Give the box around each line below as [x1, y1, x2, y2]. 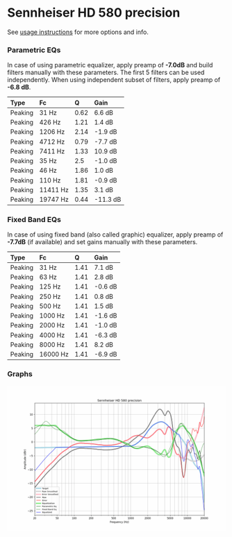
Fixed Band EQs [7, 214, 61, 224]
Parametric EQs [7, 45, 61, 55]
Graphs [7, 369, 33, 379]
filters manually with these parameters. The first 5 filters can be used [7, 68, 205, 77]
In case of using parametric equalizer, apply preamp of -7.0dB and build [7, 61, 213, 69]
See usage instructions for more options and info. [7, 28, 149, 36]
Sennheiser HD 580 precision [7, 5, 181, 21]
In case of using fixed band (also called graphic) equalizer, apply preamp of [7, 230, 224, 239]
